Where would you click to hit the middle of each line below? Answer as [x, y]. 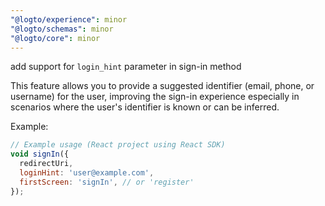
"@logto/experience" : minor [69, 19]
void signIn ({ [40, 154]
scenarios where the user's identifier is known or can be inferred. [145, 107]
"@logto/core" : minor [55, 38]
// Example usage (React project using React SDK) [118, 145]
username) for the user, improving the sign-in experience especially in [155, 97]
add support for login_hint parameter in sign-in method [126, 67]
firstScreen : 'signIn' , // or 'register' [107, 182]
